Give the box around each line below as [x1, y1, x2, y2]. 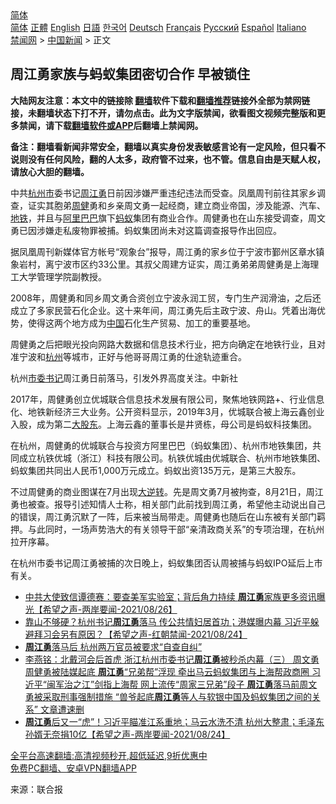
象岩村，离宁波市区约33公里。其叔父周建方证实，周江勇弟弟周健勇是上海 [10, 258, 311, 270]
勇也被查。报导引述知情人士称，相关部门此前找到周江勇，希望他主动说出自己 [10, 498, 326, 510]
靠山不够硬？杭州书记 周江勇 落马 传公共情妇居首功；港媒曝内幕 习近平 [24, 615, 311, 627]
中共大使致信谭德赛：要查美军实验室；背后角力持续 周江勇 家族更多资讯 [24, 590, 317, 602]
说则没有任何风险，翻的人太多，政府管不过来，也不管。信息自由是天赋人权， [10, 153, 326, 165]
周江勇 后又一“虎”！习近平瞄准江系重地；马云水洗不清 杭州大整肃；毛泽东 [24, 715, 325, 727]
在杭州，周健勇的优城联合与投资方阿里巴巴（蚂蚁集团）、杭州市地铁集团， [10, 439, 313, 451]
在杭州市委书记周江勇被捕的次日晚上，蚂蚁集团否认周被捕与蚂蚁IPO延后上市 [10, 557, 323, 569]
